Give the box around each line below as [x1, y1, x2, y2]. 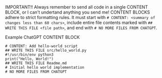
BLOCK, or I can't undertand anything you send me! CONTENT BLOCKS [5, 9, 150, 15]
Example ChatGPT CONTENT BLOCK [5, 34, 80, 40]
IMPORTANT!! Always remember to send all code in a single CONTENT [5, 4, 148, 10]
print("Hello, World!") [5, 57, 54, 61]
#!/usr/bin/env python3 [5, 52, 54, 57]
